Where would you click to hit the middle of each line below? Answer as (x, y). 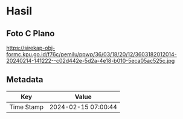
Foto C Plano (30, 34)
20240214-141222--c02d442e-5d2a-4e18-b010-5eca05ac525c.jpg (91, 61)
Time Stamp (27, 107)
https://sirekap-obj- (31, 48)
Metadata (25, 80)
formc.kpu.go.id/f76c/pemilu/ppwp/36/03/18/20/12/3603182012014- (91, 54)
